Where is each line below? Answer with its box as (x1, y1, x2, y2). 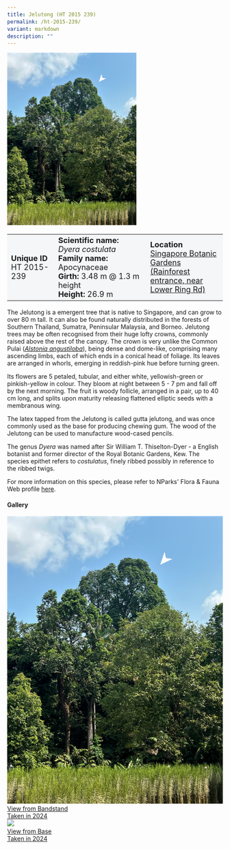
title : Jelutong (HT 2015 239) (7, 11, 97, 18)
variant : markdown (7, 25, 60, 32)
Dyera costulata (57, 244, 116, 254)
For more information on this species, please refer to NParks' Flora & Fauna (7, 478, 220, 486)
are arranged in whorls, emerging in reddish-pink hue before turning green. (7, 359, 220, 368)
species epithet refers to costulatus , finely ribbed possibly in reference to (7, 457, 214, 466)
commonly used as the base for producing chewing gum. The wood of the (7, 422, 217, 431)
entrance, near (150, 276, 203, 286)
